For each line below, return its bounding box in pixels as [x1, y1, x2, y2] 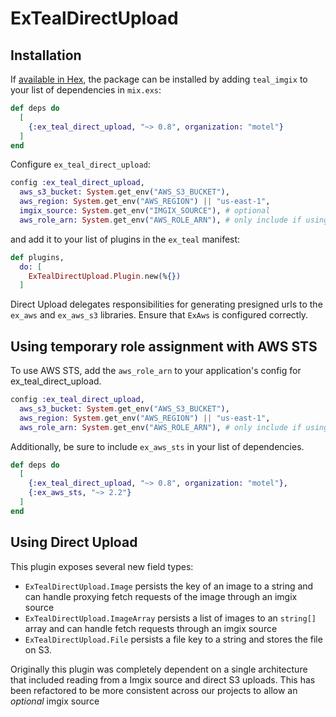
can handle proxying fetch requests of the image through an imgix [24, 590, 298, 602]
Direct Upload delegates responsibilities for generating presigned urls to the [10, 298, 323, 311]
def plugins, [10, 252, 65, 262]
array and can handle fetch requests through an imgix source [24, 622, 278, 634]
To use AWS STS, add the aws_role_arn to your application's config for [10, 365, 302, 377]
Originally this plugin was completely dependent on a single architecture [10, 663, 308, 675]
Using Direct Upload [10, 534, 138, 551]
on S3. [24, 643, 52, 656]
